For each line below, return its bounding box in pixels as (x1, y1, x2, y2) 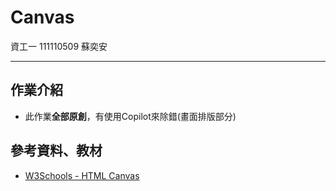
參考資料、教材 (10, 142, 103, 160)
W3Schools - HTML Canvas (24, 169, 140, 181)
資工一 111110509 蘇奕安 (10, 40, 108, 52)
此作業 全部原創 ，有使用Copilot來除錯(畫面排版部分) (24, 110, 237, 122)
